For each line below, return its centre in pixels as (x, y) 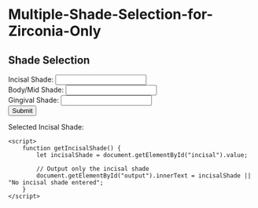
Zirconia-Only (55, 31)
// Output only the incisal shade (93, 169)
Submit (22, 111)
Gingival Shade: (33, 100)
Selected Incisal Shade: (46, 127)
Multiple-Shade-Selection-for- (111, 15)
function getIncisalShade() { (72, 148)
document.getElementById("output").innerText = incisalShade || (144, 176)
